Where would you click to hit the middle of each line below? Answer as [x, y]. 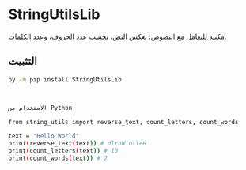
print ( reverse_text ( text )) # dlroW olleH [78, 144]
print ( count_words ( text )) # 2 [58, 158]
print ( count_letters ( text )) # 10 [63, 151]
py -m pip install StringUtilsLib [65, 79]
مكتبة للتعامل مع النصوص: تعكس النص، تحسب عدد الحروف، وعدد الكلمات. [117, 36]
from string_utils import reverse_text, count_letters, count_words [123, 122]
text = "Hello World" [44, 136]
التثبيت [23, 61]
